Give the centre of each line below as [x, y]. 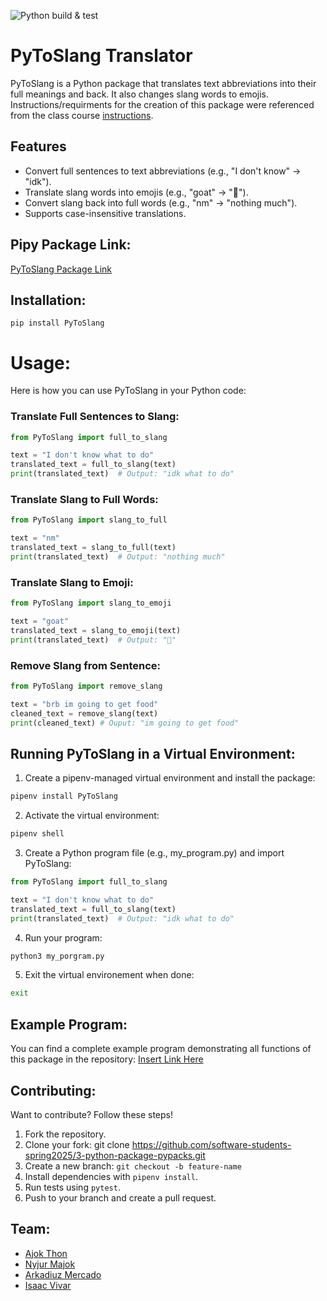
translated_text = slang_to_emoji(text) [96, 630]
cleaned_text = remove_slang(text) [84, 713]
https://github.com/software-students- [211, 1144]
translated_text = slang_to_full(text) [93, 548]
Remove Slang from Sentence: [85, 665]
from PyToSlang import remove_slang [86, 686]
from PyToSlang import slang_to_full [89, 520]
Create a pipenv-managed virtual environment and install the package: [170, 778]
